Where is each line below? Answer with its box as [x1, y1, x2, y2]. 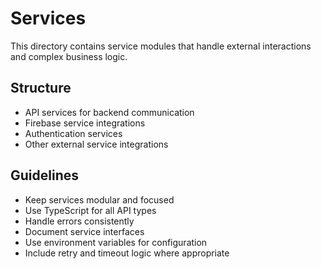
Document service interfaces [24, 225, 145, 237]
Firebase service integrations [24, 117, 146, 129]
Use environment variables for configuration [24, 236, 208, 248]
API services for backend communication [24, 106, 195, 118]
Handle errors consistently [24, 215, 135, 227]
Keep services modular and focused [24, 193, 175, 206]
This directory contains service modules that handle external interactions [10, 40, 312, 52]
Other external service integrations [24, 138, 169, 150]
